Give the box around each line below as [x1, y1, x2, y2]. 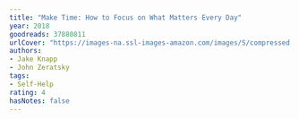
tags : [9, 72, 30, 81]
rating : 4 [9, 88, 47, 97]
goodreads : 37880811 [9, 30, 87, 38]
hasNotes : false [9, 96, 70, 106]
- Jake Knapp [9, 55, 58, 64]
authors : [9, 47, 42, 55]
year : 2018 [9, 21, 50, 30]
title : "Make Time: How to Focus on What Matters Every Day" [9, 13, 243, 22]
